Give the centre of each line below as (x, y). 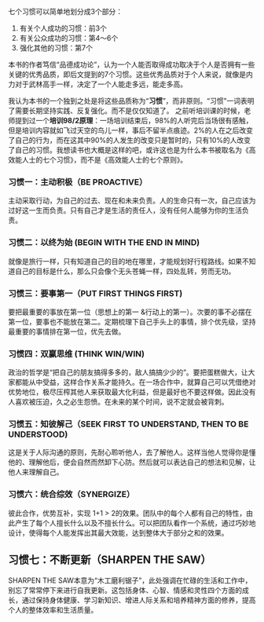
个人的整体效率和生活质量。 (53, 609)
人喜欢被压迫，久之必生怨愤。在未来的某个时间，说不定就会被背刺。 (118, 402)
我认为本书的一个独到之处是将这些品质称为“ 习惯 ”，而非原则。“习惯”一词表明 (131, 101)
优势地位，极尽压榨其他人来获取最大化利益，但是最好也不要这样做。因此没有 (132, 392)
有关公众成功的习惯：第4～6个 (69, 38)
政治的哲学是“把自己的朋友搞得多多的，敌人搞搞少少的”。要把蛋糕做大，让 (128, 372)
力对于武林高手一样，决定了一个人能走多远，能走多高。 (97, 84)
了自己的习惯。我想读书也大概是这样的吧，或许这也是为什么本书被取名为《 (128, 150)
